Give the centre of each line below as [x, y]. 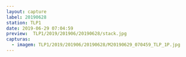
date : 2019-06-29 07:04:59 [40, 28]
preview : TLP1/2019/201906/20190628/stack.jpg [67, 34]
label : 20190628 [26, 17]
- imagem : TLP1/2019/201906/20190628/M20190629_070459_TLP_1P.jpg [96, 45]
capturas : [19, 39]
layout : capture [26, 12]
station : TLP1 [24, 23]
